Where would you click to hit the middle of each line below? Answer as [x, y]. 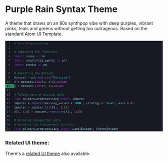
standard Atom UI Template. [34, 34]
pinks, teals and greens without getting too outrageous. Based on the [76, 28]
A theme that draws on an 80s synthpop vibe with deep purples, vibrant [79, 23]
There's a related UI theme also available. [48, 153]
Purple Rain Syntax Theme [61, 9]
